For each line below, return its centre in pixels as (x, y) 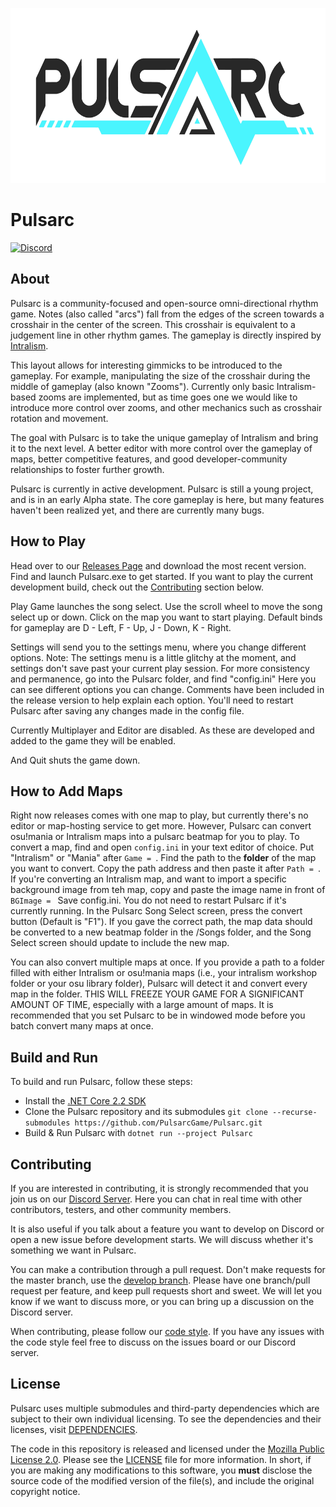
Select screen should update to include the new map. (120, 943)
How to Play (48, 541)
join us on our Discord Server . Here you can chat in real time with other (156, 1199)
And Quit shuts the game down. (75, 760)
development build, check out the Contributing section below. (137, 587)
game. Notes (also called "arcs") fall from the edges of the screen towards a (167, 314)
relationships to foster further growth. (87, 469)
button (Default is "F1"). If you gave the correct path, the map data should (161, 922)
